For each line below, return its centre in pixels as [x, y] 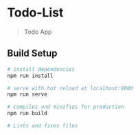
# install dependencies [41, 69]
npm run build [27, 114]
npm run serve [27, 94]
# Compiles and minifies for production [66, 107]
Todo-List [35, 13]
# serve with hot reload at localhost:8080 [70, 88]
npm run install [30, 76]
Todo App [38, 32]
